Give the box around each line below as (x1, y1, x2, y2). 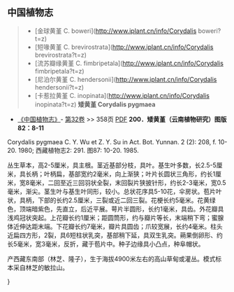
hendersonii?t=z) (34, 83, 84, 91)
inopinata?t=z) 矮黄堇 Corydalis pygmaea (34, 100, 156, 109)
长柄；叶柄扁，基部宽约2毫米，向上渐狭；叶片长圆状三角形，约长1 (25, 169, 216, 178)
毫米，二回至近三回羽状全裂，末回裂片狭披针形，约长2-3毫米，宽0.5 (29, 178, 226, 187)
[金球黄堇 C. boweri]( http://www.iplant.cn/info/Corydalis (34, 27, 197, 35)
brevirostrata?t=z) (34, 50, 87, 59)
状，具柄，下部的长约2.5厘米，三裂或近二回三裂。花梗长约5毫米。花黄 (7, 195, 210, 204)
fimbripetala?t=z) (34, 67, 85, 75)
